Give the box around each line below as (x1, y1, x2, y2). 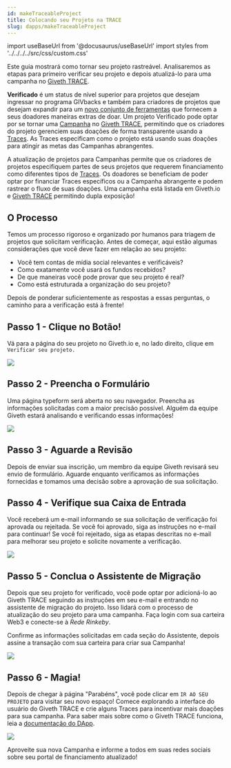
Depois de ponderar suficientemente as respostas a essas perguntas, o (7, 294, 210, 302)
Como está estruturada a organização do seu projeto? (17, 280, 171, 288)
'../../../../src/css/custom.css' (7, 49, 88, 57)
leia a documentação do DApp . (7, 719, 95, 728)
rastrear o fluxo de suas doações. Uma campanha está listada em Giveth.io (7, 184, 221, 193)
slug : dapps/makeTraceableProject (7, 23, 107, 30)
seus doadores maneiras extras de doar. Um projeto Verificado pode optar (7, 112, 219, 121)
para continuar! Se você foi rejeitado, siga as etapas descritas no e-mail (7, 530, 212, 538)
